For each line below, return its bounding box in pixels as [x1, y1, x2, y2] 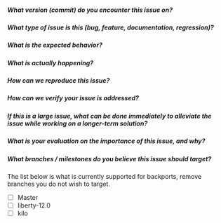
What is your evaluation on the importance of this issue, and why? [7, 137, 206, 145]
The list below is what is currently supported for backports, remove [7, 172, 202, 180]
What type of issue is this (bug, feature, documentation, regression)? [7, 23, 214, 32]
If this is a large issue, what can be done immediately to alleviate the [7, 111, 212, 120]
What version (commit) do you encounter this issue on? [7, 6, 173, 14]
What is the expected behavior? [7, 41, 103, 49]
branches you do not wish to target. [7, 180, 111, 188]
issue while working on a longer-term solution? [7, 119, 148, 128]
